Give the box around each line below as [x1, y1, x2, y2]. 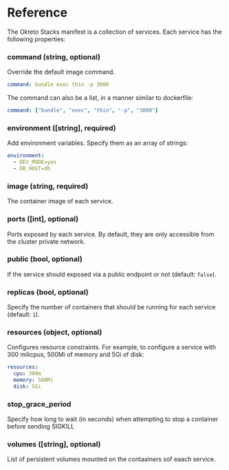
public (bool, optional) [7, 254, 83, 264]
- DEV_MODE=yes [13, 159, 57, 166]
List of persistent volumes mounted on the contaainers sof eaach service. [7, 455, 216, 463]
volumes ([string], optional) [7, 440, 101, 449]
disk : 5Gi [13, 383, 41, 390]
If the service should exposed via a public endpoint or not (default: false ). [7, 270, 217, 278]
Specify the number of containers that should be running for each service [7, 303, 216, 311]
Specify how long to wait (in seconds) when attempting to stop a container [7, 415, 219, 423]
